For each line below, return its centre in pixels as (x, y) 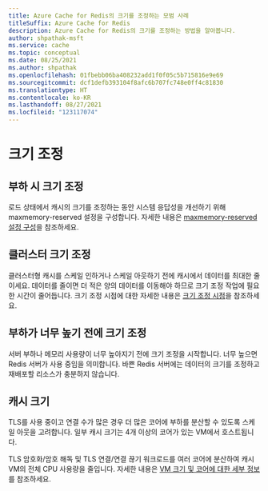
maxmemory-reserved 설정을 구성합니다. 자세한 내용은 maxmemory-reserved (133, 217)
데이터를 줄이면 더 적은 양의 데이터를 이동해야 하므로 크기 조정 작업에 (138, 285)
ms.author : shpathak (43, 68)
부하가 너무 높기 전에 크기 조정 (78, 333)
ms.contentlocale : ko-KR (50, 98)
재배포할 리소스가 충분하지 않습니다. (64, 373)
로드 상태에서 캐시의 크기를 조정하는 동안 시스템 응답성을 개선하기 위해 (117, 207)
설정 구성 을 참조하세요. (44, 227)
